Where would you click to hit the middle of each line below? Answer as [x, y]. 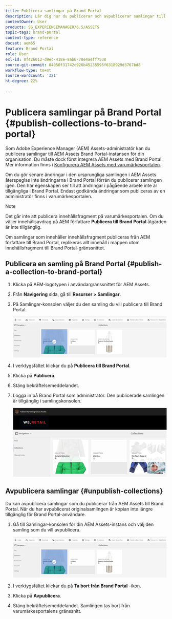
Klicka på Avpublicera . [37, 596]
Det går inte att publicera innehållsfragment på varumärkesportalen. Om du [84, 216]
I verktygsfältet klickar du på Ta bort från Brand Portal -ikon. [77, 586]
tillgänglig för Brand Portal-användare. [46, 514]
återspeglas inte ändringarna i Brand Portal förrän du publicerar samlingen [84, 180]
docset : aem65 [20, 44]
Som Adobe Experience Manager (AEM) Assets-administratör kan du [78, 148]
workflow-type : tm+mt [28, 70]
